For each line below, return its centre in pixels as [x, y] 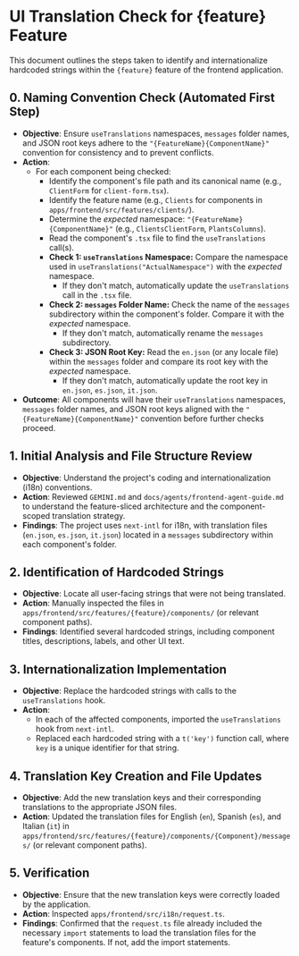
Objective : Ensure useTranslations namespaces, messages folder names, [156, 133]
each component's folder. [70, 544]
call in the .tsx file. [97, 295]
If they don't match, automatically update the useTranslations [176, 285]
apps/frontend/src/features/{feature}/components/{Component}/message [156, 836]
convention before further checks [203, 419]
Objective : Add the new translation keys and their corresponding [141, 797]
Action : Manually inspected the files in [93, 603]
